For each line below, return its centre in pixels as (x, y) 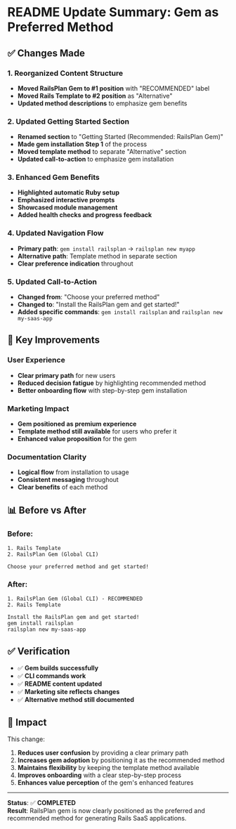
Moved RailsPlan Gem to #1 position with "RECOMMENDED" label (113, 88)
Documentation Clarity (47, 457)
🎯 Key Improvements (54, 340)
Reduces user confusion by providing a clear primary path (103, 752)
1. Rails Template (34, 549)
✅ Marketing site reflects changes (68, 692)
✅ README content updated (60, 684)
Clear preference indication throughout (75, 263)
